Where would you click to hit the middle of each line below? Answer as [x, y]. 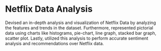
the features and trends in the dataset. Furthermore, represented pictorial [79, 27]
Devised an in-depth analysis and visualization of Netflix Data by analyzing [80, 23]
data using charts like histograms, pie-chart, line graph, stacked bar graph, [81, 33]
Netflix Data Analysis [49, 9]
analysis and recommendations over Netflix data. [54, 43]
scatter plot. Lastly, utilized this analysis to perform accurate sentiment [77, 38]
